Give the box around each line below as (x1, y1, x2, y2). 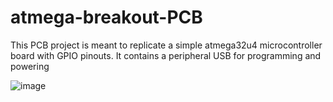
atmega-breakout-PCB (10, 6, 203, 29)
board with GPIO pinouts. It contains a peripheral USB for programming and (10, 49, 322, 61)
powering (10, 60, 50, 72)
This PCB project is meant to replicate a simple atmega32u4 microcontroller (10, 39, 323, 51)
